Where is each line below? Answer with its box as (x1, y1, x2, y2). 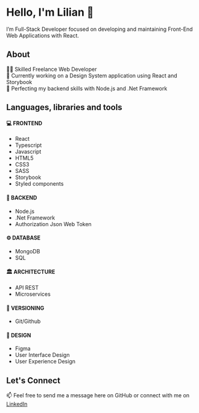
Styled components (14, 180, 64, 187)
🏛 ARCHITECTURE (6, 268, 55, 276)
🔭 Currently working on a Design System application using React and (6, 72, 178, 79)
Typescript (14, 141, 42, 149)
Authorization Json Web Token (14, 220, 92, 227)
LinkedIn (6, 400, 28, 408)
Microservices (14, 290, 51, 298)
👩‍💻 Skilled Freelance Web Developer (6, 65, 97, 73)
